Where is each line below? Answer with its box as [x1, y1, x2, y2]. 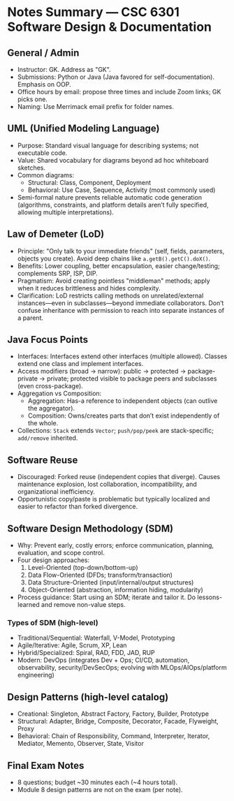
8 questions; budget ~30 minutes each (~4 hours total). [17, 778, 178, 786]
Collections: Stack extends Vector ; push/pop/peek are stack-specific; [17, 427, 214, 435]
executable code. [17, 148, 68, 157]
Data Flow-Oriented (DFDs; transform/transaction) [27, 571, 173, 580]
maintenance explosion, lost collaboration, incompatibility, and [17, 480, 197, 489]
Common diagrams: [17, 170, 75, 179]
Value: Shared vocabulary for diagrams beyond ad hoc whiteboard [17, 156, 209, 164]
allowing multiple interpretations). [17, 207, 114, 216]
